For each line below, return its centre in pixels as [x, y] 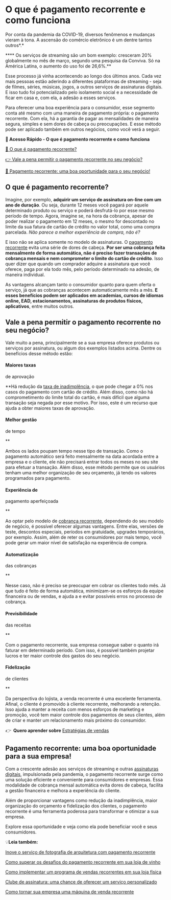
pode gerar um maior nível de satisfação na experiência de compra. [77, 543]
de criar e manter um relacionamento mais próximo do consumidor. [76, 720]
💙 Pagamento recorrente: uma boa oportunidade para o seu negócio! [78, 171]
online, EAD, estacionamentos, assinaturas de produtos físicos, [74, 301]
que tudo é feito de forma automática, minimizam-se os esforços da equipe [84, 591]
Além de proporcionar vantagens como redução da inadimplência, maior [81, 800]
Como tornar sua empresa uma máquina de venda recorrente [70, 892]
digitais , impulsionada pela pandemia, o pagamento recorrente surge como [84, 774]
